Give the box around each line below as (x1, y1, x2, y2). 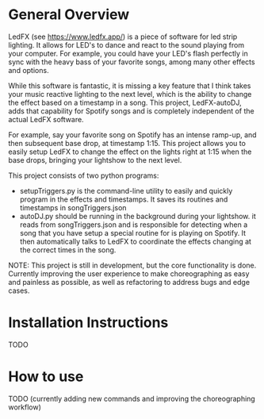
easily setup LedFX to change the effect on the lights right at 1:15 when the (8, 147, 252, 156)
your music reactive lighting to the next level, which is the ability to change (8, 89, 252, 98)
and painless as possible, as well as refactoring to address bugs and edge (8, 277, 251, 286)
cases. (8, 286, 30, 295)
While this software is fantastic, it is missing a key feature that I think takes (8, 81, 251, 90)
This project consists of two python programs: (8, 171, 159, 180)
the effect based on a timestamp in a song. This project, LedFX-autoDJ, (8, 98, 242, 107)
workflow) (8, 402, 42, 412)
